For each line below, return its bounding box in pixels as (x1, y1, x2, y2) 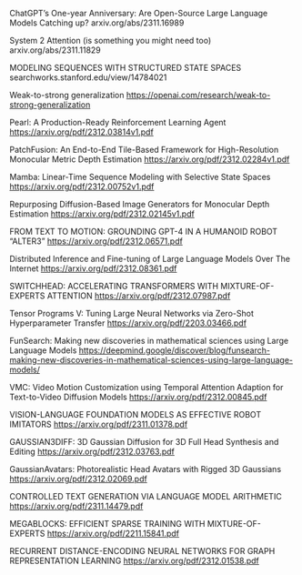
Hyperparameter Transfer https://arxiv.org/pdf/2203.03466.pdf (9, 318, 247, 328)
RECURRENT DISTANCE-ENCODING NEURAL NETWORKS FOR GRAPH (9, 546, 276, 556)
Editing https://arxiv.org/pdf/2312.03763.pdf (9, 446, 176, 457)
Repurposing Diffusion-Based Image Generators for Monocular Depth (9, 199, 270, 209)
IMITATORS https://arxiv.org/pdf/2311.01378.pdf (9, 419, 188, 429)
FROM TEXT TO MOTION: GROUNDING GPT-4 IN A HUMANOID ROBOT (9, 227, 278, 237)
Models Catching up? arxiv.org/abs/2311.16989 (9, 17, 185, 28)
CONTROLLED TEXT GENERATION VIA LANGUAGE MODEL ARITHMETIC (9, 491, 282, 501)
